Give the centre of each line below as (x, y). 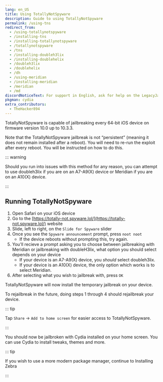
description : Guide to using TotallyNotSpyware (54, 18)
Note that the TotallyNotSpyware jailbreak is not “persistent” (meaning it (77, 137)
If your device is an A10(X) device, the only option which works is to (87, 265)
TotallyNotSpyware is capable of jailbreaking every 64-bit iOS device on (77, 122)
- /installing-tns (28, 37)
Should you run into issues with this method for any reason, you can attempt (81, 166)
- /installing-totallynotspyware (43, 41)
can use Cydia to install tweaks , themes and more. (55, 342)
